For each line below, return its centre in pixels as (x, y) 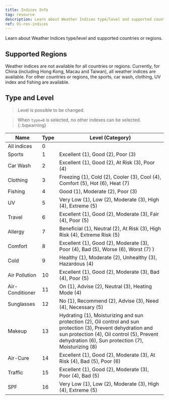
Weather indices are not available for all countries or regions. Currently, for (82, 66)
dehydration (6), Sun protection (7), (101, 340)
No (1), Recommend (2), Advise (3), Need (109, 301)
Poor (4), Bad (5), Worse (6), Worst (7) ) (107, 249)
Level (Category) (110, 137)
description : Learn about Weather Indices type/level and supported (78, 19)
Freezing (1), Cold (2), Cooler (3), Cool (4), (110, 177)
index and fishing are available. (37, 82)
